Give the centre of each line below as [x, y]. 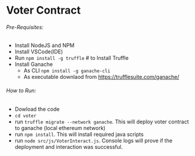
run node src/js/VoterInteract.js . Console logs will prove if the [94, 141]
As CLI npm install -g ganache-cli [67, 71]
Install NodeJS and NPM [44, 46]
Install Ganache [34, 64]
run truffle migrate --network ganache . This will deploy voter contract [102, 122]
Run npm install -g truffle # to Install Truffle [72, 58]
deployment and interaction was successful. [69, 147]
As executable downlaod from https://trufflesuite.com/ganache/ [101, 77]
